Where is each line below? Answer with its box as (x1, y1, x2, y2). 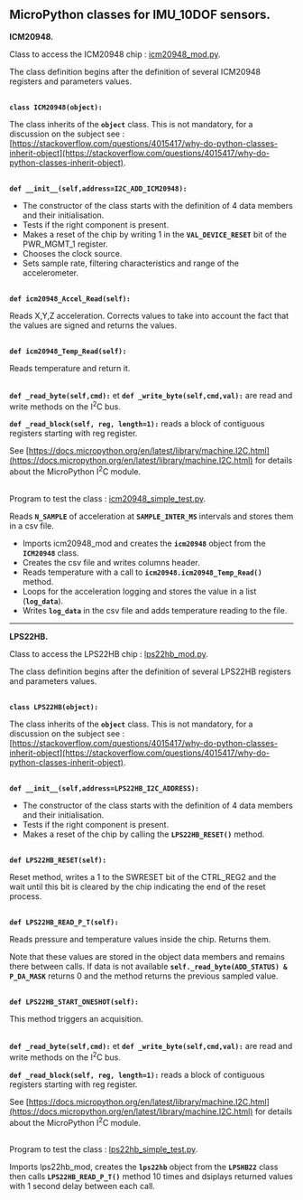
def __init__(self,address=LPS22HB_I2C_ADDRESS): (9, 784, 200, 793)
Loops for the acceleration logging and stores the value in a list (22, 586, 257, 597)
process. (9, 891, 42, 902)
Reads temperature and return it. (9, 362, 131, 373)
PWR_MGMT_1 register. (22, 239, 108, 249)
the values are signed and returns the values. (9, 320, 178, 331)
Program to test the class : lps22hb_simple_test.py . (9, 1144, 198, 1155)
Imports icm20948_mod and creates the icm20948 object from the (22, 538, 266, 549)
